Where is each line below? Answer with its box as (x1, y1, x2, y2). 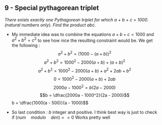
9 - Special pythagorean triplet (4, 4, 99, 12)
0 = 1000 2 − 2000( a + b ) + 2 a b (53, 75, 116, 82)
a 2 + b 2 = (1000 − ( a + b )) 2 (58, 50, 112, 57)
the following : (11, 42, 40, 48)
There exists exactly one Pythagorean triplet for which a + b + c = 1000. (4, 17, 149, 22)
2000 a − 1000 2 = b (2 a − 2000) (53, 84, 116, 90)
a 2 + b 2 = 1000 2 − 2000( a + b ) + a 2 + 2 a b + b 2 (38, 67, 131, 73)
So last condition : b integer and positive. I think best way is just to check (11, 109, 157, 115)
